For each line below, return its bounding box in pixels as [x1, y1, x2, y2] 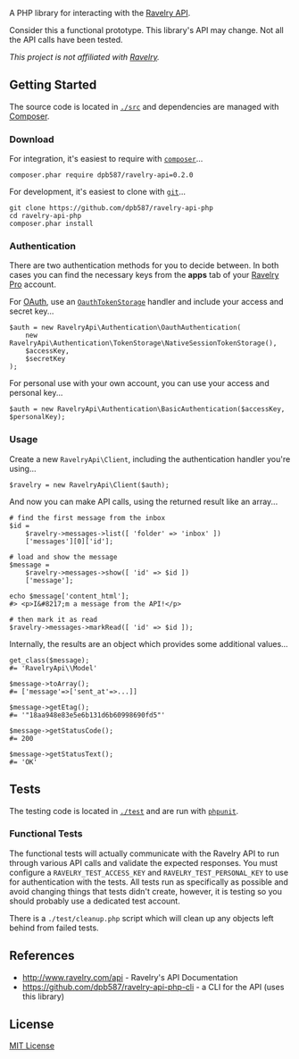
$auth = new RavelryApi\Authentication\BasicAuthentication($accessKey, [9, 405, 286, 414]
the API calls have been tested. [9, 35, 123, 45]
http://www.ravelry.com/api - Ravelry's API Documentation [21, 971, 238, 982]
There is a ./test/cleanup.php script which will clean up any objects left [9, 912, 274, 923]
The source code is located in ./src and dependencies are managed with [9, 101, 279, 112]
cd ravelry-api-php [9, 212, 82, 221]
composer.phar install [9, 219, 94, 229]
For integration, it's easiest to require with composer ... [9, 154, 203, 164]
